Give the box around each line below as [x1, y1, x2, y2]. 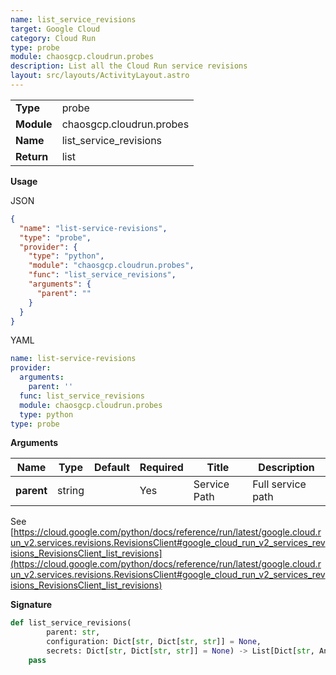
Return [15, 149, 49, 163]
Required [139, 461, 184, 475]
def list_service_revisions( [10, 618, 132, 628]
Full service [252, 477, 307, 491]
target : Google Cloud [10, 24, 101, 34]
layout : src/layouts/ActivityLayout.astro [10, 71, 190, 81]
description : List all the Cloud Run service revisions [10, 61, 248, 71]
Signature [10, 599, 53, 611]
